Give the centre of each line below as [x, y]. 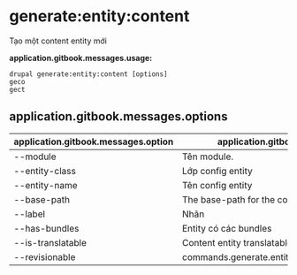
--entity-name [46, 185]
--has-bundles [46, 228]
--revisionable [45, 256]
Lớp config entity [218, 171]
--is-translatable [50, 242]
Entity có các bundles [227, 228]
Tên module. [208, 157]
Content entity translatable [238, 242]
